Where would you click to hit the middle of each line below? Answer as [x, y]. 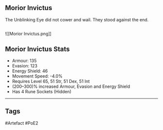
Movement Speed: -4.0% [37, 76]
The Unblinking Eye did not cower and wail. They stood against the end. [77, 19]
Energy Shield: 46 [30, 71]
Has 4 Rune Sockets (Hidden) [42, 92]
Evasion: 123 [25, 66]
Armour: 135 [24, 61]
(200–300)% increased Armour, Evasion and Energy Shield [71, 86]
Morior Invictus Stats [37, 49]
